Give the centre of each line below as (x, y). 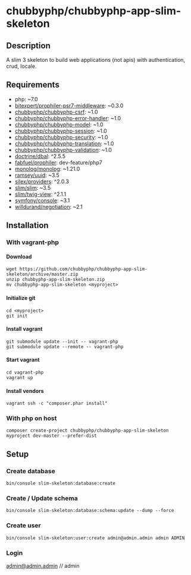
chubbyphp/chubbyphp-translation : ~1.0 (64, 143)
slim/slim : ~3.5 (33, 187)
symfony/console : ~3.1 (42, 200)
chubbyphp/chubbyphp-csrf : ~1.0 (56, 112)
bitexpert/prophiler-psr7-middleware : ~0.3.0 (69, 105)
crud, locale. (21, 66)
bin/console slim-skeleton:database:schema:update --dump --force (90, 511)
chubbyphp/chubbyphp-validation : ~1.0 (63, 149)
